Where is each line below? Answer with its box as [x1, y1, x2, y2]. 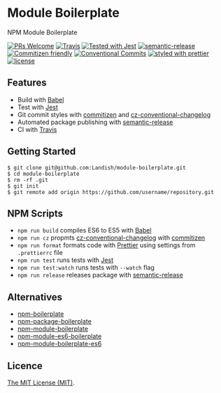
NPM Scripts [7, 207, 64, 219]
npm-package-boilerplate [17, 317, 92, 326]
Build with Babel [17, 95, 64, 104]
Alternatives [7, 291, 63, 303]
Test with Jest [17, 103, 58, 111]
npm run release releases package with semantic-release [17, 271, 183, 280]
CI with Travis [17, 125, 57, 134]
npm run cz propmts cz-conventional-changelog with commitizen [17, 233, 206, 242]
